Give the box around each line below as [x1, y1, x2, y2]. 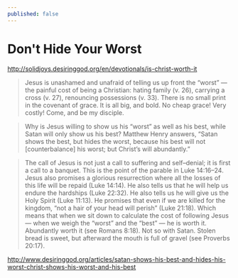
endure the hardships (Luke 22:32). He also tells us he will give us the [24, 189, 229, 197]
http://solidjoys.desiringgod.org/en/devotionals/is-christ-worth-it [7, 65, 198, 73]
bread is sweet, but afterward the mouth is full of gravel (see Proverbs [24, 233, 230, 242]
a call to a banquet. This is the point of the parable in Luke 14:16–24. [24, 166, 224, 174]
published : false [7, 10, 59, 18]
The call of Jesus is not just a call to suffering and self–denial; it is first [24, 158, 231, 167]
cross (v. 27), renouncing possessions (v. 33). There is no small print [24, 93, 226, 101]
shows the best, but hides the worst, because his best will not [24, 137, 206, 145]
